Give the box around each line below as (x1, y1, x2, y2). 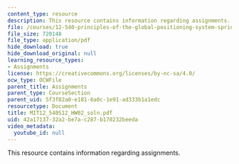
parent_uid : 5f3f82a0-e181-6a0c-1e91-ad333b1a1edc (7, 97, 161, 104)
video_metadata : (7, 122, 55, 130)
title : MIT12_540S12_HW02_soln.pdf (7, 109, 113, 116)
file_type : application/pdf (7, 37, 91, 44)
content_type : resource (7, 10, 78, 18)
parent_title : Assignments (7, 83, 87, 90)
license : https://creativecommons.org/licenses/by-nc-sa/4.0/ (7, 70, 196, 77)
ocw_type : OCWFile (7, 76, 62, 84)
